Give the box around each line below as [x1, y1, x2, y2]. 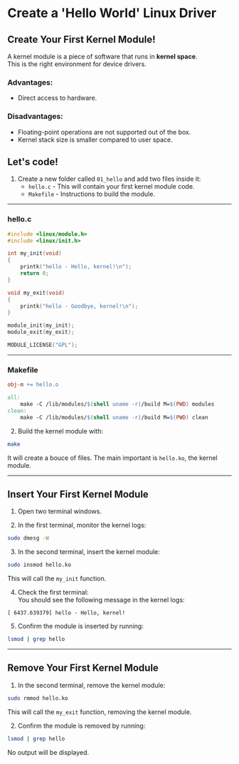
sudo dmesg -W [7, 535, 50, 542]
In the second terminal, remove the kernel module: [17, 681, 166, 689]
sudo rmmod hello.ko [7, 694, 69, 702]
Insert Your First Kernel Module [7, 488, 149, 500]
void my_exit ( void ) [7, 289, 65, 296]
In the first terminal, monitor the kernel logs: [17, 521, 147, 530]
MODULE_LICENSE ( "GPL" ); [7, 342, 78, 349]
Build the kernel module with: [17, 427, 104, 435]
